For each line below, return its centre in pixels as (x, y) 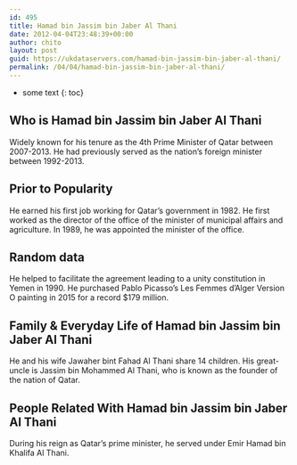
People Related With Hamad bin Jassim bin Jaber (148, 408)
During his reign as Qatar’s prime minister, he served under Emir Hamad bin (148, 443)
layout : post (33, 51)
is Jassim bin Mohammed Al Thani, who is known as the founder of (155, 371)
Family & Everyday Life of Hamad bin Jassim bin (145, 326)
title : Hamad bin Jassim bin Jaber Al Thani (93, 26)
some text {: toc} (53, 92)
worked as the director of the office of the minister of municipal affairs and (146, 220)
